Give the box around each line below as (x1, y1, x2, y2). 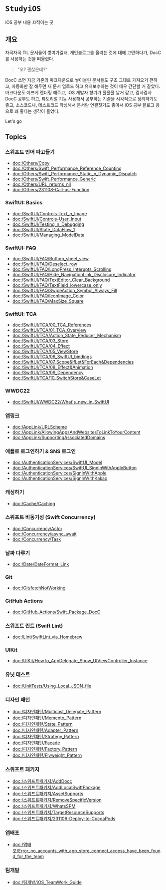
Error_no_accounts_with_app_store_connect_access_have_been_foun (18, 848, 161, 854)
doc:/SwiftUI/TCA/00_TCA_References (12, 322, 92, 328)
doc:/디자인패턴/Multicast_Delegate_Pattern (12, 708, 102, 714)
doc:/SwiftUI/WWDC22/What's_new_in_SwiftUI (12, 399, 110, 405)
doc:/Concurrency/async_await (12, 531, 77, 537)
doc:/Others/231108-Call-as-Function (12, 187, 90, 193)
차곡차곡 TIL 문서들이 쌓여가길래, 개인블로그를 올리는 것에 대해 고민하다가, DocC (5, 49, 162, 55)
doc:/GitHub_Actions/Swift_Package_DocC (12, 609, 101, 615)
